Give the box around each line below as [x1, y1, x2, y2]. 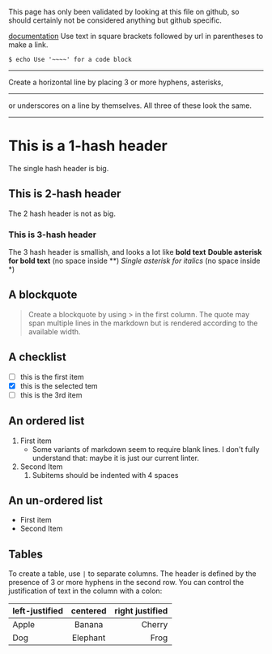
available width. [28, 326, 81, 336]
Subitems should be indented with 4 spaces [32, 470, 179, 480]
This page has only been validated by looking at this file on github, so [8, 7, 240, 16]
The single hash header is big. [8, 163, 109, 173]
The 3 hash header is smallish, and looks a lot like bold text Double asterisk [8, 247, 262, 257]
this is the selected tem [19, 381, 99, 390]
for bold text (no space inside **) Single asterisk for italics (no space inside [8, 256, 261, 266]
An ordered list [8, 414, 85, 428]
